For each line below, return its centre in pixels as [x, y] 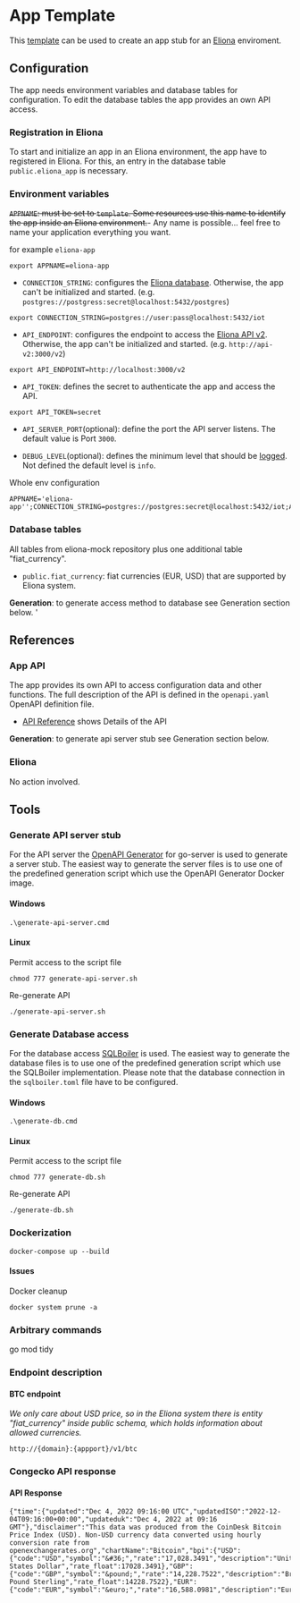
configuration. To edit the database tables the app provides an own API [140, 99]
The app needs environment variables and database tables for [124, 89]
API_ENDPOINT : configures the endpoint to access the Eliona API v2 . [145, 335]
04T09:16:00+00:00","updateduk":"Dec [79, 1520]
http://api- [251, 345]
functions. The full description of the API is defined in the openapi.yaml [139, 695]
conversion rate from [50, 1543]
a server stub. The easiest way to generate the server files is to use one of [146, 864]
